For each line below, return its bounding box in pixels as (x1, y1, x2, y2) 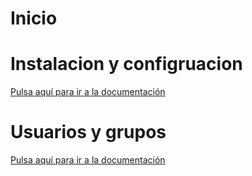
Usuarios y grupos (10, 121, 167, 144)
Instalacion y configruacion (10, 53, 243, 76)
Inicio (10, 7, 58, 30)
